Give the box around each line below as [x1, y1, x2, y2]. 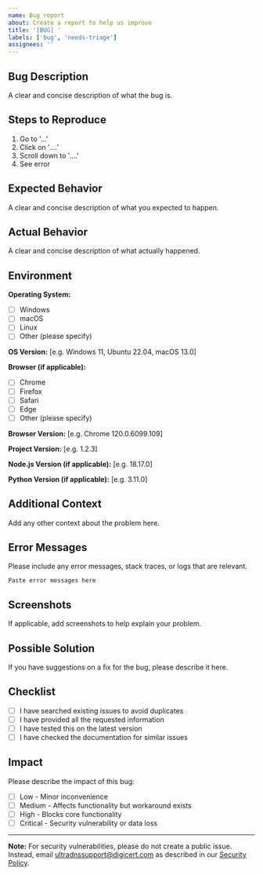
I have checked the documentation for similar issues [19, 733, 188, 742]
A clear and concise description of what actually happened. [8, 246, 200, 256]
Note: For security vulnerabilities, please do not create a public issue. [8, 841, 232, 851]
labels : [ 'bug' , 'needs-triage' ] [8, 33, 117, 42]
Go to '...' [19, 134, 49, 144]
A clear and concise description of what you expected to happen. [8, 202, 219, 212]
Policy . [8, 859, 30, 868]
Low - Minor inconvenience [19, 792, 108, 801]
